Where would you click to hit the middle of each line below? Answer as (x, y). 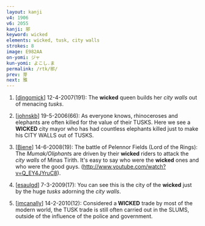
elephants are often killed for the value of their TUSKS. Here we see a (103, 122)
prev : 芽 (17, 75)
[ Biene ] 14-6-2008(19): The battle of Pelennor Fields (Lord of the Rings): (106, 147)
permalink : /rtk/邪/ (32, 69)
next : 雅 (17, 80)
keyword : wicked (27, 35)
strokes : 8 (20, 46)
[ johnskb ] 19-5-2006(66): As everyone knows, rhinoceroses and (97, 116)
